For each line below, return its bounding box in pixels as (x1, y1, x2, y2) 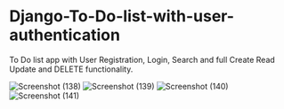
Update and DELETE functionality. (9, 64, 134, 74)
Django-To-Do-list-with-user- (9, 6, 234, 27)
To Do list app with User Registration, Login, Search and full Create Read (9, 54, 276, 65)
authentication (9, 25, 120, 45)
